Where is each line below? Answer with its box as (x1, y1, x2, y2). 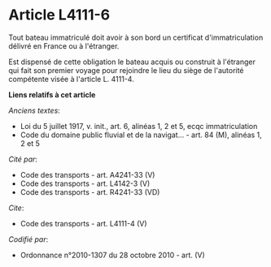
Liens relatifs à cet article (8, 89, 96, 99)
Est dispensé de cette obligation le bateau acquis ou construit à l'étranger (8, 57, 256, 67)
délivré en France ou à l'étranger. (8, 41, 120, 50)
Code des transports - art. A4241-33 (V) (20, 170, 155, 179)
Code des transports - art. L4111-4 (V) (20, 218, 148, 228)
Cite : (8, 203, 24, 213)
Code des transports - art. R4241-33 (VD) (20, 187, 160, 196)
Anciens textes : (8, 106, 61, 115)
